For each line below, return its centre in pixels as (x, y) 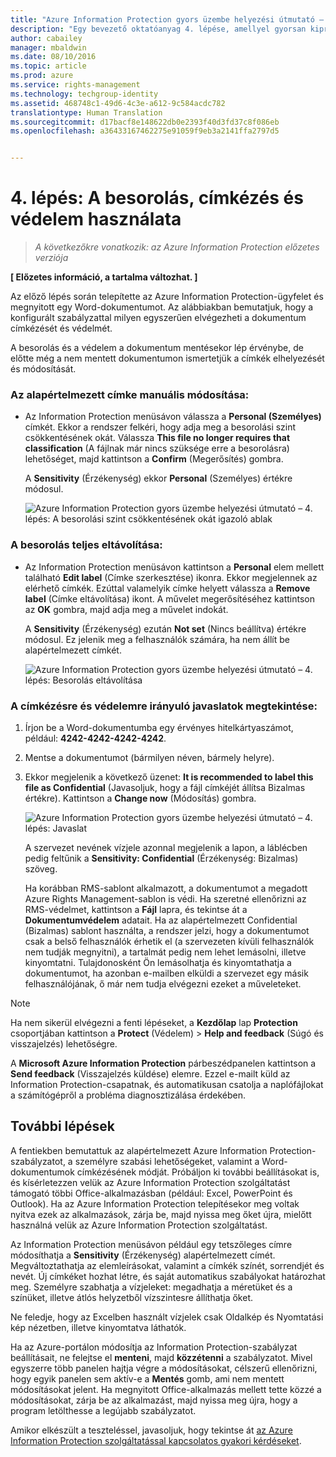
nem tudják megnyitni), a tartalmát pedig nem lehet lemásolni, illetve (165, 952)
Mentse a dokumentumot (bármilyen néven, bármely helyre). (149, 757)
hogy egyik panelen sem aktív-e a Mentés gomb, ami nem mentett (147, 1378)
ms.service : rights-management (75, 85)
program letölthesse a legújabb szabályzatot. (103, 1410)
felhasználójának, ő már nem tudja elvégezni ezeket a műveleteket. (163, 983)
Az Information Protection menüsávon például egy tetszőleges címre (151, 1244)
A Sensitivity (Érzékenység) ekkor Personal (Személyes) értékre (158, 478)
